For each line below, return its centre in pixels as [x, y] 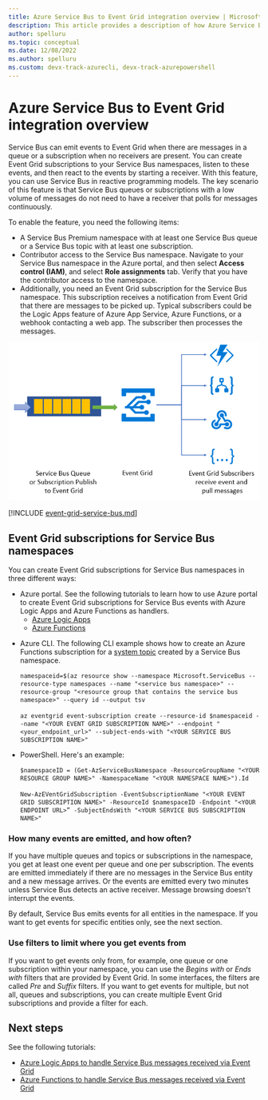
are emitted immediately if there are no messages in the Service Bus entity [131, 873]
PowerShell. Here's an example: [72, 755]
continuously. [30, 206]
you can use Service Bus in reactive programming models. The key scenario [134, 181]
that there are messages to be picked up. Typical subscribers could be [136, 305]
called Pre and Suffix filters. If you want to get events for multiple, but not [128, 986]
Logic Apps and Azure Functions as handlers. [95, 611]
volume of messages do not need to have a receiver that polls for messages [133, 198]
